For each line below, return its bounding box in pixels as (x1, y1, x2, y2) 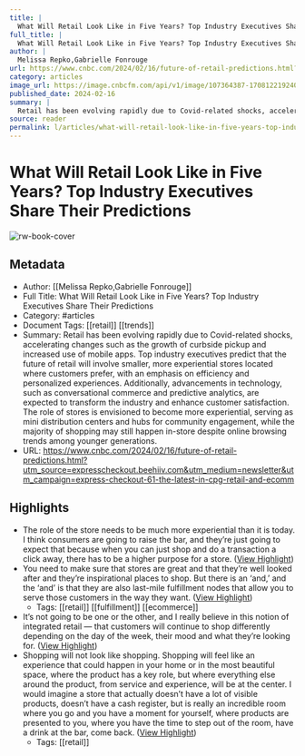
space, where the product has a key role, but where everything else (22, 669, 276, 680)
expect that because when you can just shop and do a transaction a (22, 544, 277, 555)
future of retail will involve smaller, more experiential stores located (22, 358, 274, 368)
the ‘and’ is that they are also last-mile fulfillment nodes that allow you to (22, 582, 294, 593)
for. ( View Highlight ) (22, 640, 98, 651)
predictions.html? (22, 455, 88, 466)
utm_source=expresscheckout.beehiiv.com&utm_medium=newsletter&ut (22, 464, 294, 475)
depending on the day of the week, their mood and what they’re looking (22, 630, 290, 641)
